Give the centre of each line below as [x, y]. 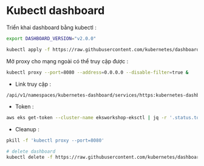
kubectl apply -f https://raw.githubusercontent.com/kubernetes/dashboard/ [104, 49]
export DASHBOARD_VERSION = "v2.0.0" [51, 38]
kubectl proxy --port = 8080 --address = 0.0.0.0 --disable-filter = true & [97, 72]
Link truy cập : [33, 84]
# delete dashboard [31, 152]
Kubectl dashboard [56, 11]
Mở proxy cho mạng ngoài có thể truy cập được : [67, 61]
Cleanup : [27, 130]
